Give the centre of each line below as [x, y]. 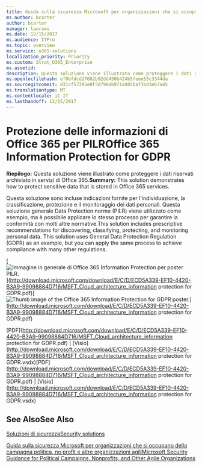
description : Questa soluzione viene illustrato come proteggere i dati [99, 73]
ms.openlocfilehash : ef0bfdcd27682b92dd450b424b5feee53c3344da [87, 79]
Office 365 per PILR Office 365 [83, 144]
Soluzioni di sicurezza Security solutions [56, 434]
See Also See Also [40, 419]
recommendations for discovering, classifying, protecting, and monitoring [97, 230]
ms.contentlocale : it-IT [37, 96]
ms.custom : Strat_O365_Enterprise [50, 62]
